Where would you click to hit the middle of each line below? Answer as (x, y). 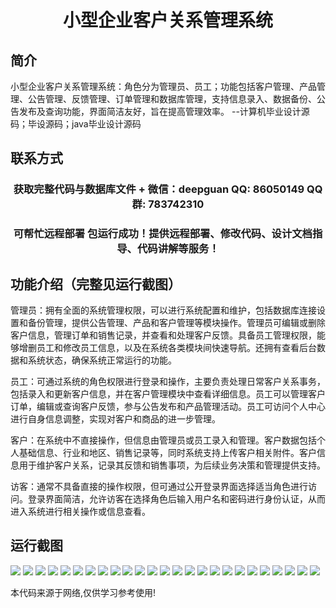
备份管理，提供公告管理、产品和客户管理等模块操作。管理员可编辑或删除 (176, 323)
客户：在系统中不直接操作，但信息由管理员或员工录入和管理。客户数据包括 (163, 440)
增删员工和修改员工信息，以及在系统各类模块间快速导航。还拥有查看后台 (167, 348)
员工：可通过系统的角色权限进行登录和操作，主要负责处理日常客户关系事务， (168, 382)
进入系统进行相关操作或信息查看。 (80, 512)
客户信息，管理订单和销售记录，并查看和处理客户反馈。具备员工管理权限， (163, 335)
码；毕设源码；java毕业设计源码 (76, 124)
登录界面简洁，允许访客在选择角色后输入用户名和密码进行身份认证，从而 (176, 499)
